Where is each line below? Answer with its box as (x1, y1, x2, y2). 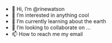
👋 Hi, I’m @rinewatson (11, 6, 65, 12)
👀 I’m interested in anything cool (11, 12, 89, 19)
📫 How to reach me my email (11, 31, 83, 37)
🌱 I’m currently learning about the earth (11, 18, 106, 24)
